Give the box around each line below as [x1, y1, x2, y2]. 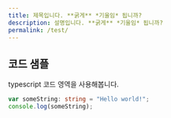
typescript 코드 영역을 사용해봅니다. [8, 79, 120, 89]
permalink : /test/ [8, 26, 69, 34]
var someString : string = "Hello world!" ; [8, 95, 150, 103]
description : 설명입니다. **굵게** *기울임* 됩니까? [8, 19, 164, 27]
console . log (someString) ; [8, 103, 93, 111]
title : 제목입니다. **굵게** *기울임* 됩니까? [8, 11, 143, 20]
